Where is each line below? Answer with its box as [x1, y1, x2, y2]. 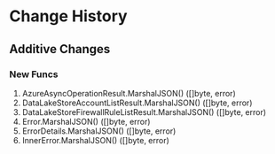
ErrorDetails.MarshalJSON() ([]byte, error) [21, 126, 177, 136]
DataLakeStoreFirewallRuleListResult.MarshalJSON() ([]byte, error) [21, 106, 267, 117]
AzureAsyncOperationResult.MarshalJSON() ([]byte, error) [21, 88, 237, 98]
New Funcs [9, 68, 59, 81]
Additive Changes [9, 42, 111, 57]
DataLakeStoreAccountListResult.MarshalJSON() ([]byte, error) [21, 97, 253, 108]
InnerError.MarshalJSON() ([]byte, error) [21, 135, 170, 145]
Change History [9, 6, 128, 27]
